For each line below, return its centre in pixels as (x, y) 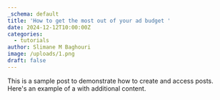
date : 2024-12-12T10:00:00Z (49, 27)
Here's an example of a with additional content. (77, 88)
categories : (25, 34)
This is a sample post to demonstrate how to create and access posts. (111, 81)
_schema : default (33, 14)
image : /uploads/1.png (41, 54)
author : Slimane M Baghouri (49, 47)
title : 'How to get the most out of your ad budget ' (89, 21)
